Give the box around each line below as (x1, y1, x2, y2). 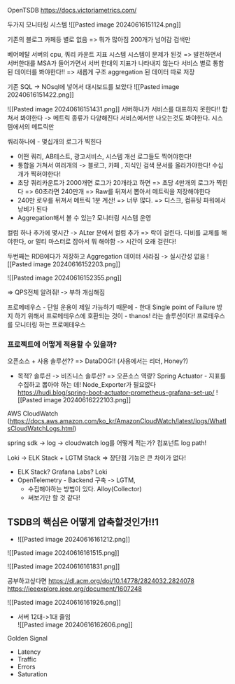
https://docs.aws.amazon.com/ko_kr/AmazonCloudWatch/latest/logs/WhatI (9, 417, 227, 425)
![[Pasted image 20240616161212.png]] (17, 535, 131, 544)
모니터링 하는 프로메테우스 (14, 320, 86, 329)
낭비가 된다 (17, 205, 48, 213)
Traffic (17, 655, 37, 664)
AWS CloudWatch (7, 409, 59, 418)
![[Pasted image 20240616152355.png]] (7, 273, 122, 282)
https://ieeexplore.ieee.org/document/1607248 (7, 584, 142, 593)
